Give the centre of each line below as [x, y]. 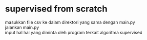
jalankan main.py [22, 27]
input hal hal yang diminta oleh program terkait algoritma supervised [74, 32]
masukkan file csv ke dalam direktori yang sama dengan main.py [70, 22]
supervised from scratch [56, 9]
